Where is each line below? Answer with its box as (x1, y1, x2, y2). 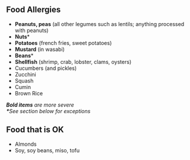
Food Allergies (6, 5, 61, 15)
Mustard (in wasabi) (14, 46, 65, 53)
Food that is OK (6, 124, 64, 135)
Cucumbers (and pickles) (14, 65, 77, 72)
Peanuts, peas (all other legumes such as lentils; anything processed (14, 20, 185, 27)
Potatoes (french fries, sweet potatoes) (14, 39, 112, 46)
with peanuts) (14, 27, 49, 34)
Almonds (14, 140, 37, 148)
